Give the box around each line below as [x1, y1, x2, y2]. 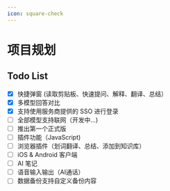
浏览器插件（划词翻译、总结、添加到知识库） [17, 142, 146, 150]
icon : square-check [7, 10, 64, 17]
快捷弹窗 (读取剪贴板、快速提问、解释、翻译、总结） [17, 90, 168, 98]
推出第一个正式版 [17, 124, 67, 133]
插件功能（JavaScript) [17, 133, 81, 141]
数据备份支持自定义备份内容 [17, 176, 97, 185]
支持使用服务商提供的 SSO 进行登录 [17, 107, 119, 115]
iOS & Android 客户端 [17, 151, 78, 159]
